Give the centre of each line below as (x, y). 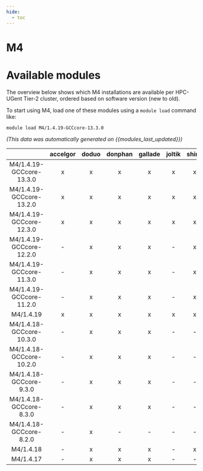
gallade (150, 154)
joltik (173, 154)
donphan (120, 154)
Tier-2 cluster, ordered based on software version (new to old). (101, 98)
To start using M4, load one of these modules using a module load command (101, 110)
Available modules (53, 75)
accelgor (63, 154)
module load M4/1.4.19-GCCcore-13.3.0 (55, 128)
